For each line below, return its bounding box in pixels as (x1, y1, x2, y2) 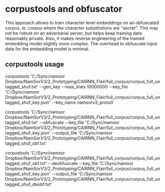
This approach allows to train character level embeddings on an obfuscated (5, 20, 159, 26)
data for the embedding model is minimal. (5, 46, 90, 52)
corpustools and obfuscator (5, 3, 123, 15)
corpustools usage (5, 60, 64, 68)
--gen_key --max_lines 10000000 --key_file (39, 84, 128, 90)
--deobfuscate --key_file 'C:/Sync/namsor (47, 160, 134, 166)
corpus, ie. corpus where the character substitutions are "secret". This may (5, 25, 159, 31)
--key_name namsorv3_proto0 (51, 99, 114, 105)
